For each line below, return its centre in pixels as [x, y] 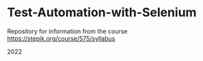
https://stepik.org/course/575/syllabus [61, 38]
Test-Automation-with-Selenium [102, 13]
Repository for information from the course [67, 31]
